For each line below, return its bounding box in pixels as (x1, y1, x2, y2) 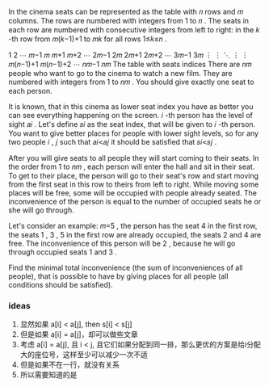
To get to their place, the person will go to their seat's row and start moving (8, 171, 259, 180)
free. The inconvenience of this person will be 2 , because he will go (8, 238, 236, 248)
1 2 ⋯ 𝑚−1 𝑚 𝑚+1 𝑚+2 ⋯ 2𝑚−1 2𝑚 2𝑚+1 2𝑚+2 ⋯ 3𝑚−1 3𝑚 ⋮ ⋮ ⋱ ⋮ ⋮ (8, 50, 249, 60)
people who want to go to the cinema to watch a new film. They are (8, 69, 233, 78)
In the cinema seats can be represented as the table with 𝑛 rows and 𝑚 (8, 7, 244, 16)
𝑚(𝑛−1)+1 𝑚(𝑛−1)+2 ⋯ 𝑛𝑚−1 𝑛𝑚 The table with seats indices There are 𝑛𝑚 (8, 60, 252, 69)
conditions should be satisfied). (8, 280, 113, 289)
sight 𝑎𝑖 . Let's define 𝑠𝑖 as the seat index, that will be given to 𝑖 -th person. (8, 120, 256, 128)
